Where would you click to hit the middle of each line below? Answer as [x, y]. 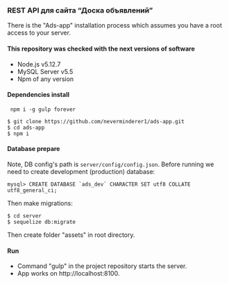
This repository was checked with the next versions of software [101, 48]
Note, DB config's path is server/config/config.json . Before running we [111, 164]
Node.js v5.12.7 [39, 64]
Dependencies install [39, 95]
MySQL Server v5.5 [45, 71]
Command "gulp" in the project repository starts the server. [102, 266]
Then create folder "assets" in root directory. [71, 235]
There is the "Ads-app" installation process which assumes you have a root [114, 26]
